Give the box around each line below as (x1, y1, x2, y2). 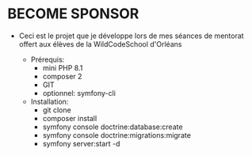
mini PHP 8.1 (42, 63, 83, 72)
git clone (42, 105, 72, 115)
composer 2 (42, 71, 82, 81)
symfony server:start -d (42, 139, 120, 148)
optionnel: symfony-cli (42, 88, 116, 97)
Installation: (30, 97, 69, 106)
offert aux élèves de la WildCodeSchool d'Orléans (18, 39, 182, 48)
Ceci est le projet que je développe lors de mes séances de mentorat (18, 31, 244, 40)
